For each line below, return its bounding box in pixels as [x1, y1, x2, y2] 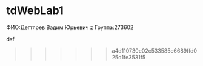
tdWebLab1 [6, 4, 64, 18]
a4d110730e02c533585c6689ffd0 [111, 47, 198, 54]
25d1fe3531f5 [111, 53, 146, 61]
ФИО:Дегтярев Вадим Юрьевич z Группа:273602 [6, 24, 134, 31]
